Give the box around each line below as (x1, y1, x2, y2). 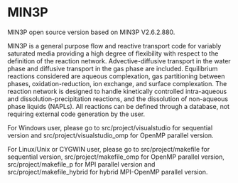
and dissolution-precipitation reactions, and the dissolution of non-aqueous (7, 94, 229, 103)
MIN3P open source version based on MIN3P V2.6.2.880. (7, 28, 175, 36)
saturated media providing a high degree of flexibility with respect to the (7, 49, 219, 58)
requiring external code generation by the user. (7, 110, 146, 118)
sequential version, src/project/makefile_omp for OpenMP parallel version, (7, 152, 225, 161)
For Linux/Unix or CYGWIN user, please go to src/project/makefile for (7, 145, 210, 153)
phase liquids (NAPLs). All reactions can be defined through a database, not (7, 102, 229, 110)
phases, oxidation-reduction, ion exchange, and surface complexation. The (7, 79, 227, 88)
